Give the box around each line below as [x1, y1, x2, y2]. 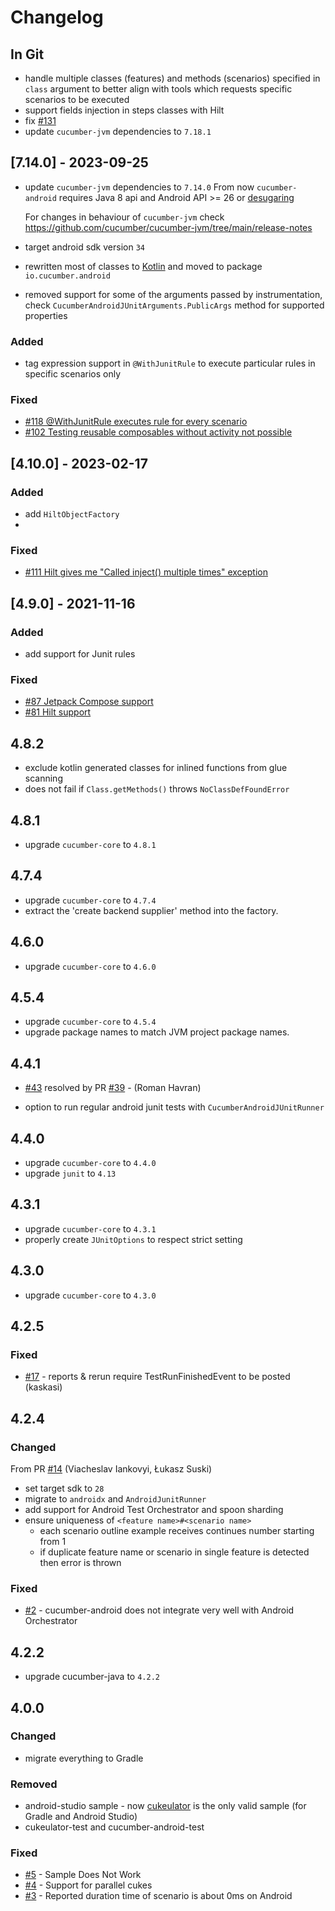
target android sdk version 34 [24, 241, 145, 253]
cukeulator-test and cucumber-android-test [24, 1821, 205, 1833]
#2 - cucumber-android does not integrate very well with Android [24, 1604, 295, 1616]
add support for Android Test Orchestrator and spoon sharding [24, 1504, 284, 1516]
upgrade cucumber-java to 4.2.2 [24, 1671, 160, 1683]
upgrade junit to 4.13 [24, 1167, 117, 1180]
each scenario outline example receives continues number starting [39, 1525, 315, 1537]
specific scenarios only [24, 368, 122, 380]
